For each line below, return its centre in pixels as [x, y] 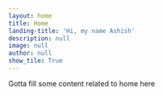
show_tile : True [36, 61]
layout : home [30, 16]
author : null [30, 53]
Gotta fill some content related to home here [82, 83]
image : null [28, 46]
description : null [39, 38]
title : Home [28, 23]
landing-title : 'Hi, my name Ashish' [72, 31]
